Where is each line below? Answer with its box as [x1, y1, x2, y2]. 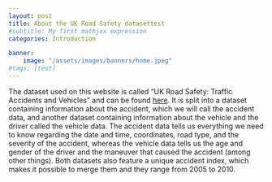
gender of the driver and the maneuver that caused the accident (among [8, 147, 251, 157]
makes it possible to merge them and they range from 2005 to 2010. [8, 164, 236, 174]
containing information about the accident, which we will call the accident [8, 103, 255, 114]
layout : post [8, 11, 53, 20]
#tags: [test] [8, 64, 57, 73]
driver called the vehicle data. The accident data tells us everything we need [8, 121, 264, 131]
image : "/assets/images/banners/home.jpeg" [23, 57, 173, 65]
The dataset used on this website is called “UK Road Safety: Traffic [8, 86, 233, 96]
